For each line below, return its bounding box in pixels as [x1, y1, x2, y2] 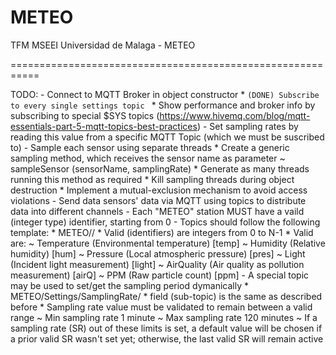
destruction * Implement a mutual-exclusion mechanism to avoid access [10, 184, 308, 196]
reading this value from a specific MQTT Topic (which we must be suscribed [10, 131, 325, 143]
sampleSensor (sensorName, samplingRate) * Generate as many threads [10, 162, 310, 175]
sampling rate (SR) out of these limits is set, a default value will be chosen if [10, 322, 323, 334]
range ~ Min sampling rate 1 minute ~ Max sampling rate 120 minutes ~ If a [10, 311, 318, 323]
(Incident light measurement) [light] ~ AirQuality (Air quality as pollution [10, 258, 305, 270]
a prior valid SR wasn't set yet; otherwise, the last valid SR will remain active [10, 332, 324, 345]
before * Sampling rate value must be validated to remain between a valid [10, 301, 313, 313]
